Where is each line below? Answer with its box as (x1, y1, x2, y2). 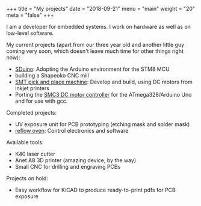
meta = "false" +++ (6, 11, 54, 19)
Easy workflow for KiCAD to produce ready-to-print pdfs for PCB (14, 186, 176, 193)
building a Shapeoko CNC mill (14, 72, 89, 79)
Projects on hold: (6, 175, 48, 182)
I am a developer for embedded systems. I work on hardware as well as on (6, 23, 191, 30)
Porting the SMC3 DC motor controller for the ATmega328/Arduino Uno (14, 91, 192, 98)
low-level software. (6, 29, 54, 37)
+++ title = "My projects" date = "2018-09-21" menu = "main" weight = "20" (6, 5, 196, 12)
